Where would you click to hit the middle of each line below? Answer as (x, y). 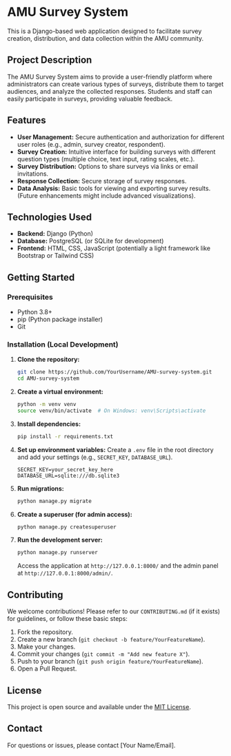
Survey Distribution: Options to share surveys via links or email (108, 166)
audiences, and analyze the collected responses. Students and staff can (110, 91)
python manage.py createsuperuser (67, 527)
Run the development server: (60, 540)
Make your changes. (46, 647)
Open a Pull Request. (47, 668)
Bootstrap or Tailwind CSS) (56, 256)
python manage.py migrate (54, 501)
